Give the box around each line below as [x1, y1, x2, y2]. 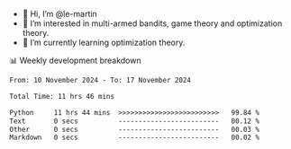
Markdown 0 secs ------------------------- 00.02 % [9, 133, 259, 143]
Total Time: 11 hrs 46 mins [9, 92, 115, 101]
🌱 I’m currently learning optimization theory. [22, 37, 186, 48]
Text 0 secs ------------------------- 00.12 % [9, 117, 259, 126]
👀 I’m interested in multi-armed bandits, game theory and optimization [22, 18, 283, 29]
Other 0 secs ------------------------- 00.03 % [9, 125, 259, 134]
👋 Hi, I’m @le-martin [22, 9, 97, 19]
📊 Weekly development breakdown [9, 55, 141, 66]
